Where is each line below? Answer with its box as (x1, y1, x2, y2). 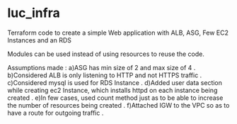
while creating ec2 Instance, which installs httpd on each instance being (7, 86, 218, 94)
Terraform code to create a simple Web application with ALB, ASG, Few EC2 (7, 28, 229, 37)
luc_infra (7, 5, 60, 21)
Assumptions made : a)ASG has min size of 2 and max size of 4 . (7, 63, 196, 72)
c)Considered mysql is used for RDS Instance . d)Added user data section (7, 78, 223, 86)
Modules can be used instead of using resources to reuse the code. (7, 50, 205, 58)
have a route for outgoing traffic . (7, 108, 104, 117)
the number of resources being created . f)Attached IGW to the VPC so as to (7, 101, 230, 109)
